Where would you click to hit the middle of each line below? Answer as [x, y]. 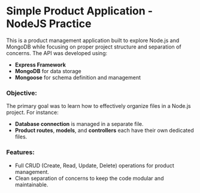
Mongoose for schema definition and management [78, 77]
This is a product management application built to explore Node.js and [93, 40]
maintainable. [31, 185]
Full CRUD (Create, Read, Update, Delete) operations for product [95, 165]
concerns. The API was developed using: [57, 53]
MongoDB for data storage [48, 71]
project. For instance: [32, 113]
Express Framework [40, 65]
